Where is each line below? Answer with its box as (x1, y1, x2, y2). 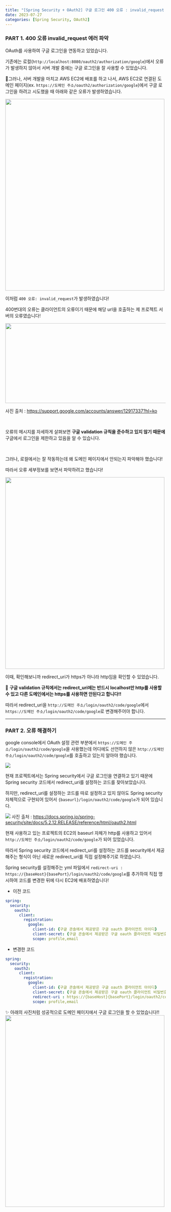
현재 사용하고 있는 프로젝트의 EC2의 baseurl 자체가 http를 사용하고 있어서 (5, 830, 152, 836)
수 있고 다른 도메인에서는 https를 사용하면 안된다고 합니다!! (5, 691, 122, 697)
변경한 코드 (12, 946, 35, 952)
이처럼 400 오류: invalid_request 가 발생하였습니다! (5, 295, 109, 302)
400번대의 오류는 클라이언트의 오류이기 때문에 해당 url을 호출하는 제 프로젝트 (5, 306, 158, 312)
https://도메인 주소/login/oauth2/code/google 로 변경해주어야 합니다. (5, 708, 145, 714)
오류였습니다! (14, 312, 41, 318)
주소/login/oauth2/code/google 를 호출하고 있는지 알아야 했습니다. (5, 752, 137, 758)
